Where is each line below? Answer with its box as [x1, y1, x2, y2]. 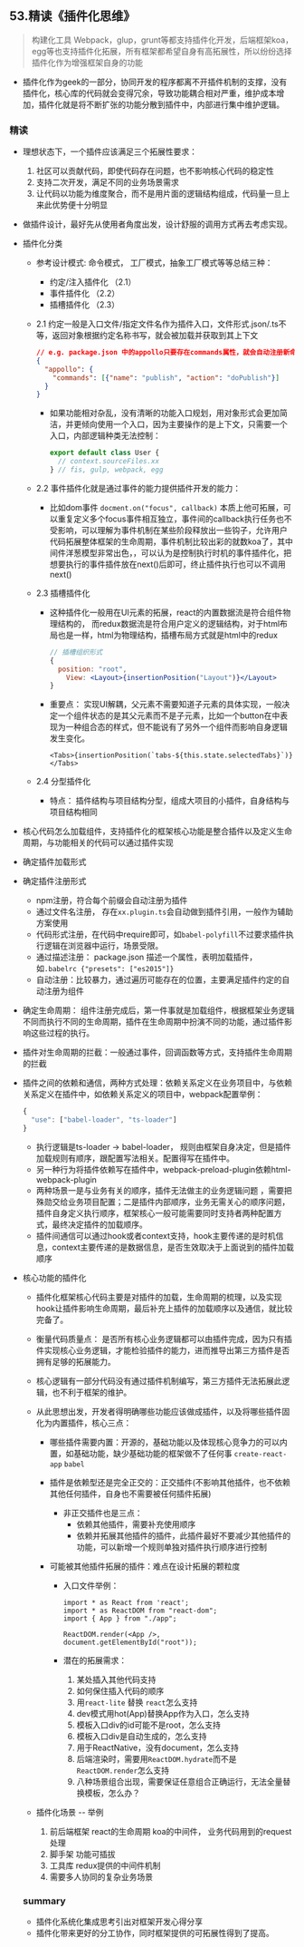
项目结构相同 [49, 806, 98, 818]
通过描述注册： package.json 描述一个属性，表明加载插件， [35, 951, 258, 963]
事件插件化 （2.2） [49, 288, 120, 299]
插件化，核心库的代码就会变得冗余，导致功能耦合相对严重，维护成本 [22, 87, 277, 98]
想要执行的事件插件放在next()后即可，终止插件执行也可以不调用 [49, 559, 287, 569]
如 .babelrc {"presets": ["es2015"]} [35, 963, 175, 974]
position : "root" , [57, 665, 128, 674]
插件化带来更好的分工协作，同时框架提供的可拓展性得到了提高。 [35, 1928, 274, 1939]
